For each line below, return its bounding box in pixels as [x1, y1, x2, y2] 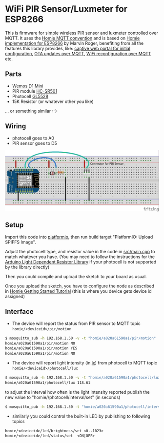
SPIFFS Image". [5, 239, 36, 245]
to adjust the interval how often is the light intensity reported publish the [5, 389, 150, 395]
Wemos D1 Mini [12, 83, 43, 89]
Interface [5, 307, 34, 316]
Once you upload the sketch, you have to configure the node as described [5, 283, 155, 289]
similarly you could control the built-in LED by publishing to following [12, 413, 150, 419]
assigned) [5, 293, 25, 299]
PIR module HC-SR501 [12, 88, 58, 94]
